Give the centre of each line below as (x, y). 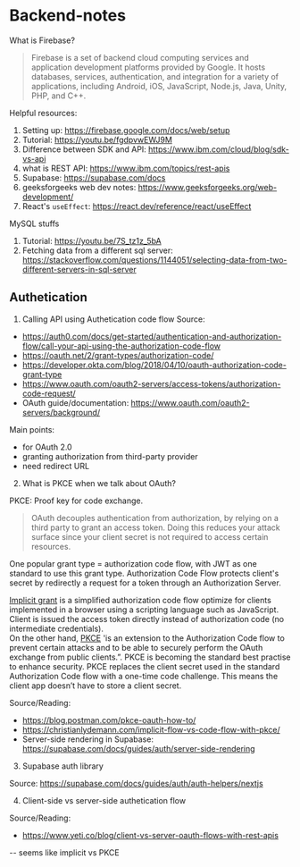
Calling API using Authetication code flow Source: (113, 319)
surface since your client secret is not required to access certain (150, 536)
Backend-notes (68, 16)
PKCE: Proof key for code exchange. (76, 501)
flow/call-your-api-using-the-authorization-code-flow (121, 346)
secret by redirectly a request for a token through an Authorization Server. (145, 583)
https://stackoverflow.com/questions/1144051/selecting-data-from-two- (154, 259)
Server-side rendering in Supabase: (88, 739)
